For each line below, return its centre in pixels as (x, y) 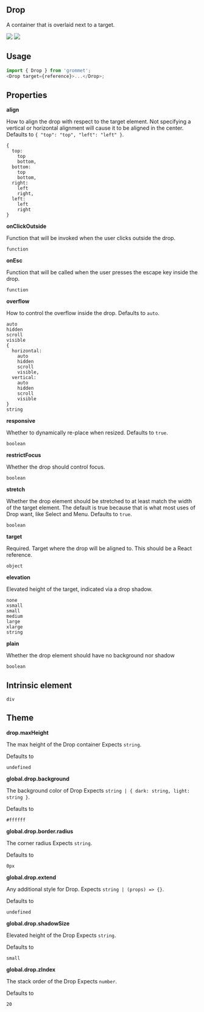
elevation (18, 578)
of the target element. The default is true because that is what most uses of (101, 508)
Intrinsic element (39, 685)
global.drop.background (38, 779)
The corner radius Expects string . (49, 843)
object (15, 566)
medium (15, 617)
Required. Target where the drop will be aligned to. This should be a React (99, 548)
